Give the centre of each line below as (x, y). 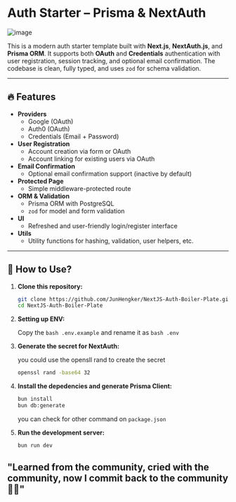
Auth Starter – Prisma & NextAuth (107, 13)
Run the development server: (61, 432)
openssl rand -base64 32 (54, 373)
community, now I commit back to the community (118, 478)
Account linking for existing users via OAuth (91, 159)
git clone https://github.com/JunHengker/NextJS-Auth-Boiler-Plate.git (124, 299)
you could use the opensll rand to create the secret (91, 360)
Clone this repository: (50, 286)
